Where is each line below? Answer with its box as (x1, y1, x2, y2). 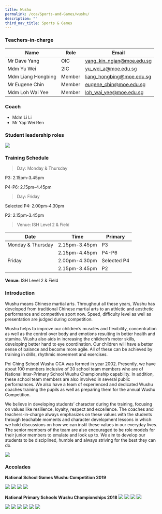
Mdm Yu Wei (7, 65, 36, 72)
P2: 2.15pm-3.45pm (5, 212, 44, 218)
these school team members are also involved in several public (5, 376, 131, 382)
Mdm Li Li (12, 114, 32, 120)
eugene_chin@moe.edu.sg (85, 81, 146, 88)
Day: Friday (16, 193, 40, 199)
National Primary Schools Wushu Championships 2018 (5, 495, 118, 500)
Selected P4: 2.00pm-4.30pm (5, 203, 64, 209)
